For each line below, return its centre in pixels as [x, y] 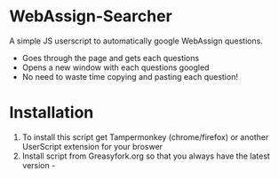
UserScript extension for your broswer [92, 146]
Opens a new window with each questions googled [116, 67]
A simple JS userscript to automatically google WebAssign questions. [136, 41]
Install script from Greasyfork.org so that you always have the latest [146, 156]
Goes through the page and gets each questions [111, 58]
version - [39, 165]
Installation [52, 113]
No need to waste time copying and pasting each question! [130, 76]
